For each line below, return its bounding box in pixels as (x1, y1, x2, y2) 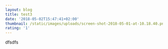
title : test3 (5, 12, 32, 17)
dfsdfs (5, 39, 18, 45)
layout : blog (5, 7, 32, 12)
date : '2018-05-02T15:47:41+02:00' (5, 16, 79, 21)
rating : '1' (5, 26, 30, 31)
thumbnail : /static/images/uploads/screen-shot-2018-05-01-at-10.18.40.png (5, 21, 166, 26)
